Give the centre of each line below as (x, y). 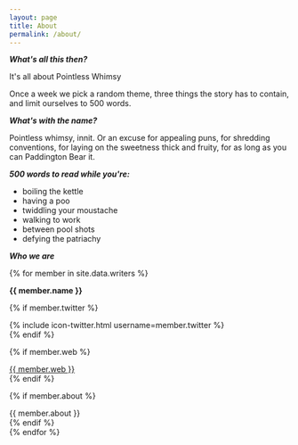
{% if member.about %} (52, 396)
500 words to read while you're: (70, 174)
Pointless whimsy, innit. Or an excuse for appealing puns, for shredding (140, 138)
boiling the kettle (52, 192)
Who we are (32, 256)
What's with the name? (53, 120)
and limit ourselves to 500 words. (70, 103)
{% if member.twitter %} (54, 308)
